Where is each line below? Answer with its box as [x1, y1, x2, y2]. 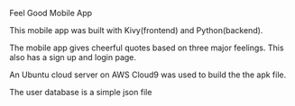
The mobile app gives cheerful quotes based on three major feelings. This [9, 42, 284, 53]
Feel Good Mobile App [9, 8, 93, 18]
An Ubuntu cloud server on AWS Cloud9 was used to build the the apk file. [9, 69, 287, 80]
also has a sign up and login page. [9, 52, 137, 62]
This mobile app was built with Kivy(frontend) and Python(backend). [9, 25, 263, 35]
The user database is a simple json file [9, 87, 152, 97]
